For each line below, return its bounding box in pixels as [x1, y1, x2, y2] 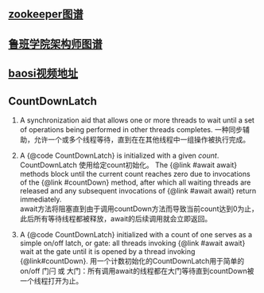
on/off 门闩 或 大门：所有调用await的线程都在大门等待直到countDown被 [19, 266, 254, 275]
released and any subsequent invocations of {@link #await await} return [19, 186, 257, 195]
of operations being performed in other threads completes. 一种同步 [19, 124, 243, 134]
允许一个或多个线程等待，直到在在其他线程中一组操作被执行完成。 [33, 135, 250, 144]
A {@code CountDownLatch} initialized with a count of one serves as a [19, 229, 253, 239]
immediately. [19, 194, 62, 204]
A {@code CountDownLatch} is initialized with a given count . [19, 150, 219, 160]
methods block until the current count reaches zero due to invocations [19, 169, 250, 178]
